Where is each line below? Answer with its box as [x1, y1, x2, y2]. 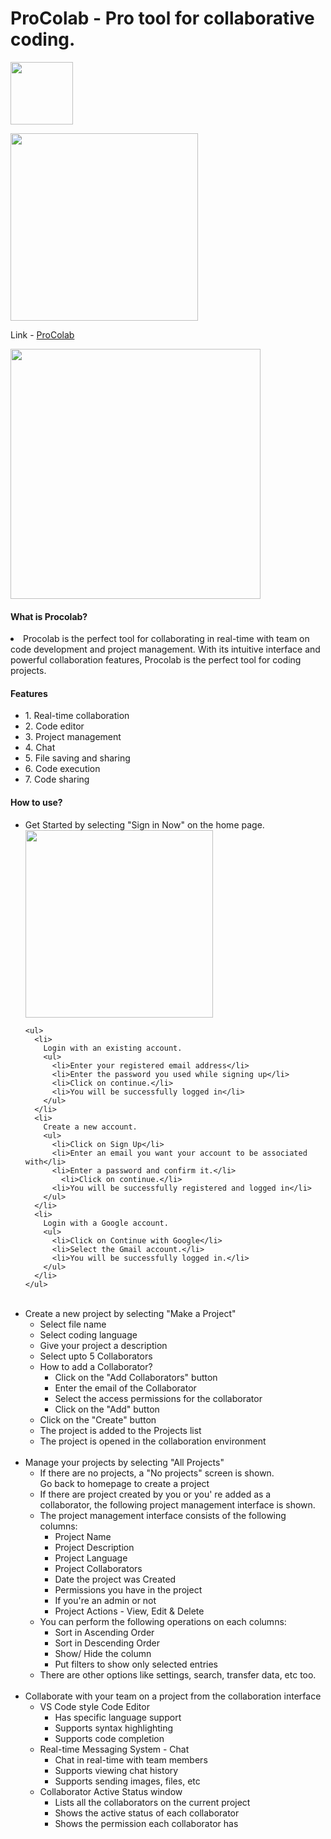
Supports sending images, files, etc [54, 1775, 201, 1787]
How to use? [10, 796, 63, 808]
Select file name [39, 1318, 107, 1330]
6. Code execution [24, 763, 101, 775]
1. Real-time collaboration [24, 710, 130, 722]
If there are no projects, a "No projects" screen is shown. [39, 1467, 275, 1479]
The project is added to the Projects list [39, 1424, 202, 1436]
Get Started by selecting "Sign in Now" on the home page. [24, 818, 265, 831]
